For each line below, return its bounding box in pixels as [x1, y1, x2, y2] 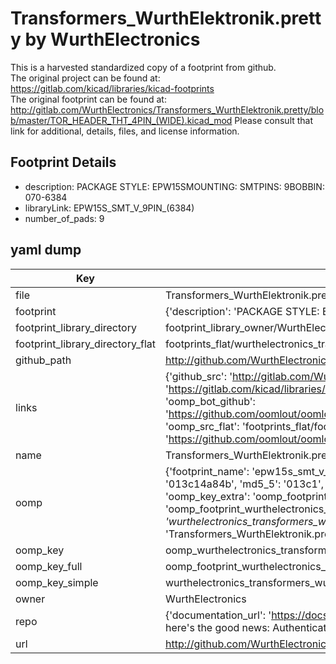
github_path [15, 353, 72, 367]
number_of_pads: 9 [24, 212, 105, 224]
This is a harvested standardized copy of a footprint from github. [10, 61, 277, 73]
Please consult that [234, 114, 314, 126]
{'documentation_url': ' [164, 608, 272, 622]
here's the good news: [164, 620, 270, 634]
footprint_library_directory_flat [15, 337, 156, 351]
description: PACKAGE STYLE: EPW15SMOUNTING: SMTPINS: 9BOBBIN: [24, 180, 325, 192]
